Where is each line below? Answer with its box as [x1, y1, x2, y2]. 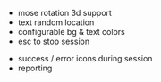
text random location [17, 17, 95, 28]
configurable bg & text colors [17, 27, 125, 37]
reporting [17, 62, 53, 73]
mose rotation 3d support [17, 8, 112, 18]
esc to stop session [17, 36, 90, 46]
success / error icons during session [17, 53, 153, 63]
